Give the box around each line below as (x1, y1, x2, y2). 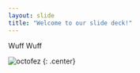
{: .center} (42, 56, 76, 66)
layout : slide (8, 11, 55, 20)
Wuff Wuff (8, 40, 42, 50)
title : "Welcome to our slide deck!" (8, 19, 133, 27)
